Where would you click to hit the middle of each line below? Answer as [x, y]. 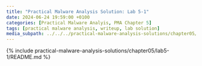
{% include [20, 51]
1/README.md [24, 57]
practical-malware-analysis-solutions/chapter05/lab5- [102, 51]
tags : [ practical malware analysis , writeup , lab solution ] [83, 28]
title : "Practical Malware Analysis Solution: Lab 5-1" [78, 12]
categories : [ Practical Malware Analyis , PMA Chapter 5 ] [79, 23]
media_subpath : [25, 34]
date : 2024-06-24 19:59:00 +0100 [48, 17]
